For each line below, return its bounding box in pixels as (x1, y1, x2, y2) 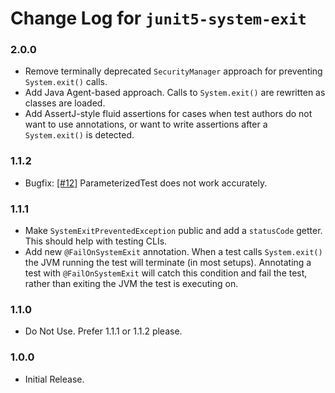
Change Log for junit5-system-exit (10, 7, 307, 30)
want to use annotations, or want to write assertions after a (24, 118, 268, 131)
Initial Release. (24, 373, 85, 385)
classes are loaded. (24, 97, 106, 109)
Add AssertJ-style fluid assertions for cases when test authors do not (24, 108, 313, 120)
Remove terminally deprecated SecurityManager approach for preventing (24, 65, 323, 77)
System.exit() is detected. (24, 129, 135, 141)
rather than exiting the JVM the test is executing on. (24, 278, 239, 290)
